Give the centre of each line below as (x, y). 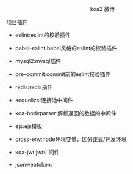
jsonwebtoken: (34, 165)
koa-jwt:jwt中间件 (37, 152)
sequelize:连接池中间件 (44, 100)
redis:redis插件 (34, 87)
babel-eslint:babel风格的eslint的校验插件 (66, 48)
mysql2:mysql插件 (38, 61)
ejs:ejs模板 (29, 126)
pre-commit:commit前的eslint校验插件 (63, 74)
